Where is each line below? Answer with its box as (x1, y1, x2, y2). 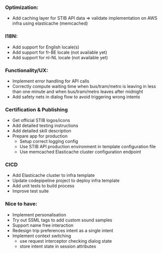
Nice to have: (5, 201, 38, 208)
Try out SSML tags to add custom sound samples (12, 217, 112, 223)
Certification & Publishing (5, 106, 68, 113)
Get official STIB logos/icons (12, 118, 70, 124)
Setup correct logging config (19, 138, 78, 144)
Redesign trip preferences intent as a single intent (12, 227, 113, 233)
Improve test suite (12, 188, 49, 194)
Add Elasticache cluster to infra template (12, 172, 95, 178)
